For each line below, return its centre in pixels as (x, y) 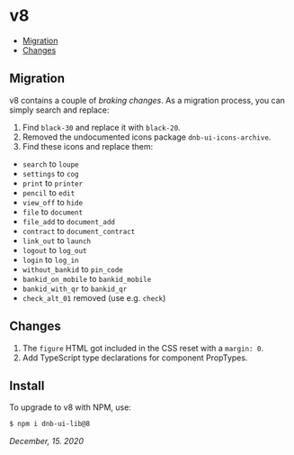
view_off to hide (53, 202)
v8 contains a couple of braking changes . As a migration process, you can (147, 100)
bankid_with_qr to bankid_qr (75, 288)
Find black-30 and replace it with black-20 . (102, 127)
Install (27, 385)
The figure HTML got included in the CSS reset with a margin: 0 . (143, 348)
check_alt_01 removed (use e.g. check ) (94, 297)
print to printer (53, 183)
